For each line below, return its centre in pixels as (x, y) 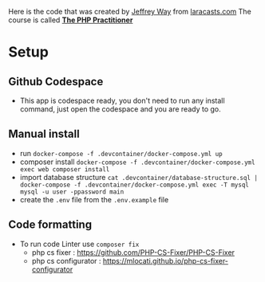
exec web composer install (65, 169)
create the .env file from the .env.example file (94, 199)
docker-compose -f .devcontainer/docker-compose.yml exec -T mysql (134, 185)
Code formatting (50, 225)
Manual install (44, 134)
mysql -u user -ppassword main (72, 192)
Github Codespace (56, 82)
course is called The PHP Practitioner (71, 20)
